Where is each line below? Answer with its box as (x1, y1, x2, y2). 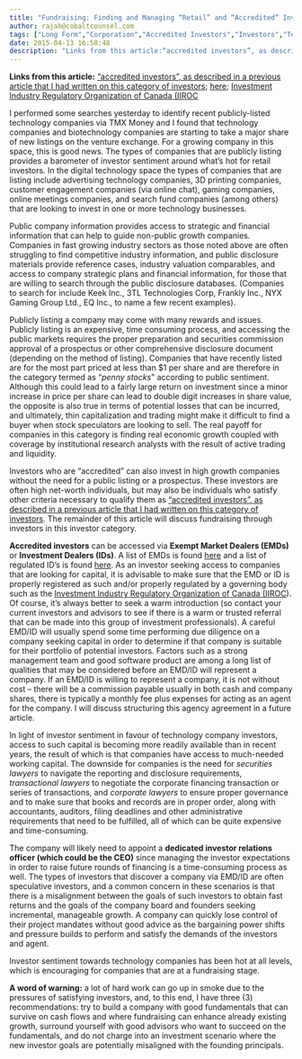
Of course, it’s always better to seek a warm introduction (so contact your (9, 598, 281, 609)
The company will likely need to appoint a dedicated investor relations (9, 842, 272, 854)
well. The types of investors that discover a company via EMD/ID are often (9, 871, 284, 882)
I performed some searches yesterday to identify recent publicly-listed (9, 108, 271, 119)
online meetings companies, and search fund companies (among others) (9, 194, 279, 205)
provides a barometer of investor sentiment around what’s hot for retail (9, 156, 271, 166)
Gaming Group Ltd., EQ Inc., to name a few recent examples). (9, 298, 236, 308)
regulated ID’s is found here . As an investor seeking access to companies (9, 559, 281, 571)
